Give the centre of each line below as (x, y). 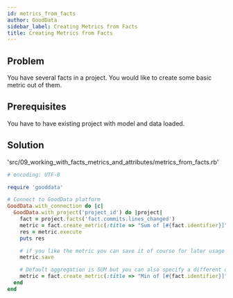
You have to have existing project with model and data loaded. (96, 123)
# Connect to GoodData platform (54, 200)
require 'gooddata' (35, 187)
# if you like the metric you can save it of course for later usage (122, 251)
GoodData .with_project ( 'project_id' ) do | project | (88, 213)
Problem (26, 61)
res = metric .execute (51, 232)
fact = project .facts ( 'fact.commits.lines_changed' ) (97, 219)
